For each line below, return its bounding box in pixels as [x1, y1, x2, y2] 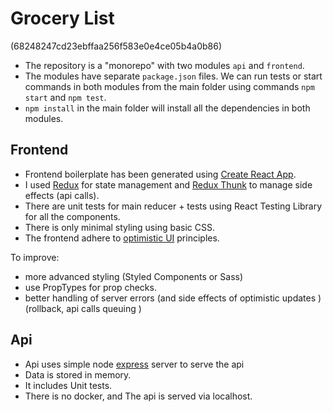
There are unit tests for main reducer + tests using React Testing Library [24, 200, 323, 212]
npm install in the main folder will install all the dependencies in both [24, 102, 311, 114]
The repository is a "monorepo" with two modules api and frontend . [24, 59, 305, 71]
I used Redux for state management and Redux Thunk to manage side [24, 178, 313, 191]
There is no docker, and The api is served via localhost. [24, 390, 253, 402]
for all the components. [24, 210, 121, 222]
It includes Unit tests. [24, 379, 113, 391]
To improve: [10, 251, 60, 263]
